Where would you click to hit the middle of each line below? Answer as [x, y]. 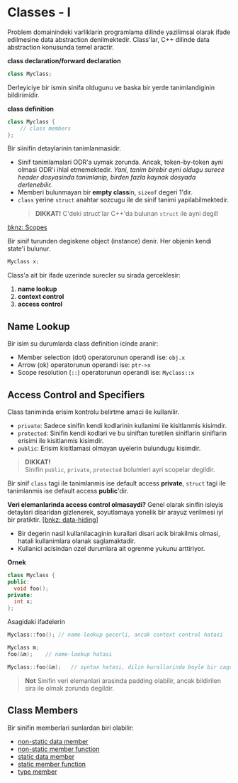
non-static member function [58, 749]
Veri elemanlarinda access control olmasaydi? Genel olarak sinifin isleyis [115, 504]
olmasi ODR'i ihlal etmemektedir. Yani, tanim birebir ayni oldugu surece [121, 170]
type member [37, 772]
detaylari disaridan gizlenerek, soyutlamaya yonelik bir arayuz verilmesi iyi [115, 512]
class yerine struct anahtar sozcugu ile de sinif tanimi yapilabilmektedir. [123, 200]
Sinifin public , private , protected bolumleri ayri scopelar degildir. [120, 469]
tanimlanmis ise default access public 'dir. [68, 491]
